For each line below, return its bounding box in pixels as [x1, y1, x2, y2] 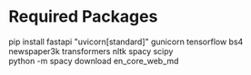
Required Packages [8, 6, 158, 27]
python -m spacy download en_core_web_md [8, 55, 179, 66]
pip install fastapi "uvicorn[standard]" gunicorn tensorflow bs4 [8, 36, 244, 47]
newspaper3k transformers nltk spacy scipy [8, 45, 174, 56]
